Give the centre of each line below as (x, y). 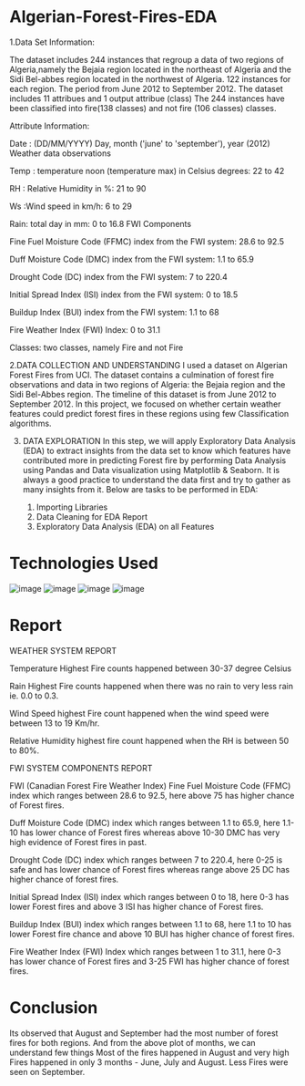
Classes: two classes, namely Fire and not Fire (97, 347)
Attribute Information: (50, 126)
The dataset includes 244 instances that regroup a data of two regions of (147, 59)
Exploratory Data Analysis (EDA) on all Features (125, 526)
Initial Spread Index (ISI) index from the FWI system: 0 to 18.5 (124, 295)
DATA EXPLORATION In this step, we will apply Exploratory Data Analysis (159, 440)
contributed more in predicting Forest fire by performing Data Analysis (154, 460)
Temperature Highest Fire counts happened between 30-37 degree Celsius (151, 668)
